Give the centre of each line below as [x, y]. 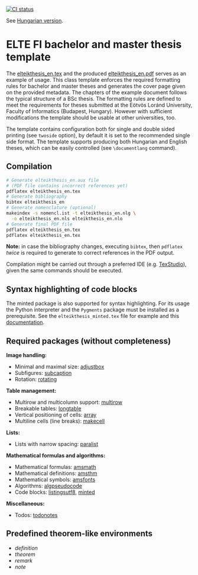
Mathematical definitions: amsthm [56, 473]
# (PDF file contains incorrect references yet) [67, 186]
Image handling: [27, 355]
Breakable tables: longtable [48, 408]
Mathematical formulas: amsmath [55, 467]
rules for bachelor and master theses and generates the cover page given [96, 86]
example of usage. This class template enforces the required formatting [93, 79]
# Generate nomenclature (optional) [51, 208]
